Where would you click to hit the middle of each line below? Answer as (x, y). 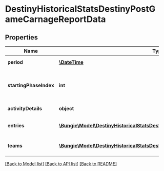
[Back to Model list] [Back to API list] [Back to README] (61, 164)
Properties (21, 37)
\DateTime (71, 62)
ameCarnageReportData (56, 19)
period (15, 62)
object (66, 108)
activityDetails (25, 108)
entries (16, 125)
